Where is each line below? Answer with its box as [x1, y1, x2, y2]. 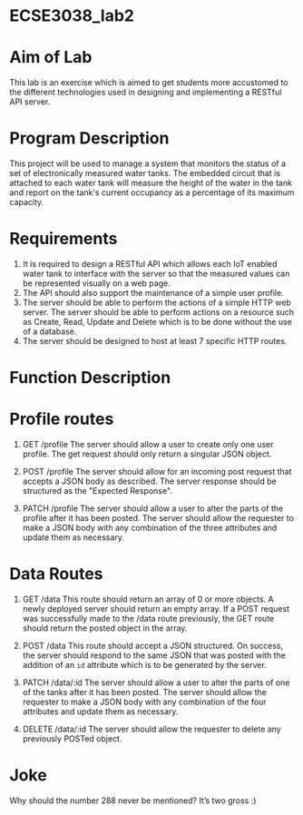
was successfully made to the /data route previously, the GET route [22, 614, 275, 624]
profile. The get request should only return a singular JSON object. [22, 448, 272, 459]
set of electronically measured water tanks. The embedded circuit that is [9, 168, 281, 179]
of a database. [22, 326, 77, 337]
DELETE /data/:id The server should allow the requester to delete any [22, 723, 281, 735]
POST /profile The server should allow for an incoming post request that [22, 466, 292, 477]
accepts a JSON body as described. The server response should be [22, 476, 277, 486]
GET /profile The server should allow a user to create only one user [22, 439, 274, 450]
